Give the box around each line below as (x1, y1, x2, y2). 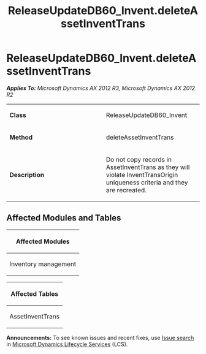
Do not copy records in (106, 155, 172, 164)
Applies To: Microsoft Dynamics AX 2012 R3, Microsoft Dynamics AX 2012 (6, 84, 196, 92)
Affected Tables (10, 289, 59, 298)
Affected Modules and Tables (6, 213, 121, 224)
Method (9, 133, 33, 141)
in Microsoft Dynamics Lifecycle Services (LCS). (6, 341, 128, 348)
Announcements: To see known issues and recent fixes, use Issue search (6, 334, 194, 341)
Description (9, 170, 45, 179)
